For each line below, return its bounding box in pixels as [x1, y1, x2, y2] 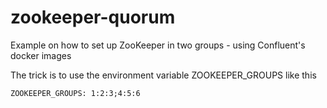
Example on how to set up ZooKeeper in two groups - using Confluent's [10, 39, 306, 51]
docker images [10, 49, 72, 61]
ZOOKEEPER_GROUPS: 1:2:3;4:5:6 [10, 88, 141, 98]
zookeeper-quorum [10, 6, 176, 29]
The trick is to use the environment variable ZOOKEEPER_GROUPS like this [10, 69, 317, 81]
